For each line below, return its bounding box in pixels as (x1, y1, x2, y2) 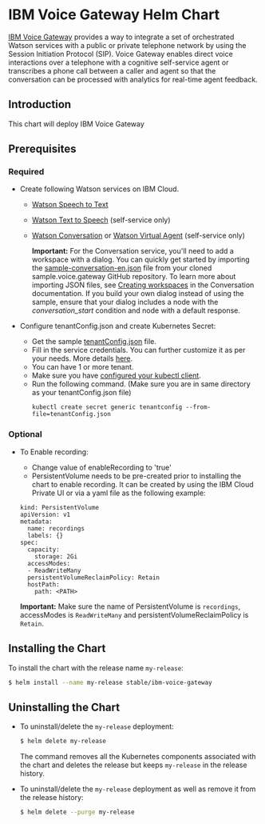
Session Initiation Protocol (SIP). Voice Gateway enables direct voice (8, 49, 233, 58)
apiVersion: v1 (19, 510, 71, 518)
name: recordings (27, 524, 85, 533)
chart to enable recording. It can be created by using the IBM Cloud (31, 479, 254, 489)
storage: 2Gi (34, 552, 78, 561)
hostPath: (27, 580, 60, 589)
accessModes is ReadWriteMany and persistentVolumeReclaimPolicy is (19, 610, 249, 619)
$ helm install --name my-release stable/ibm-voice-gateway (8, 678, 213, 686)
